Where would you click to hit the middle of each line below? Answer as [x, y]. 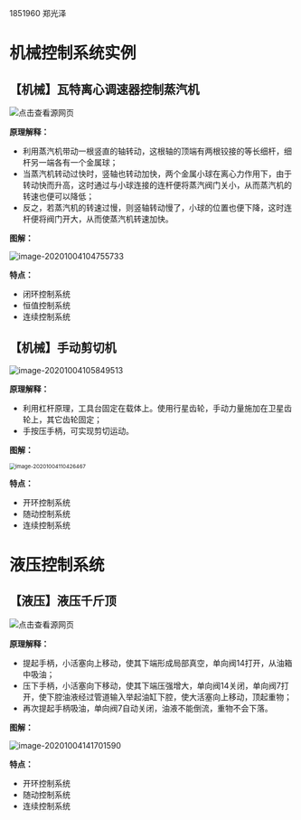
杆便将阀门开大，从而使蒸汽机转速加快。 [98, 219]
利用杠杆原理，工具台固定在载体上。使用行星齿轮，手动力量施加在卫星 [153, 408]
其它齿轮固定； [74, 419]
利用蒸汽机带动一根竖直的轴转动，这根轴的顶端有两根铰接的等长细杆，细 [157, 151]
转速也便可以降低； [58, 196]
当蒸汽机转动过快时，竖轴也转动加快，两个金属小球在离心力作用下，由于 [157, 174]
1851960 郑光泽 [38, 13]
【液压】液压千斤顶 [63, 601]
